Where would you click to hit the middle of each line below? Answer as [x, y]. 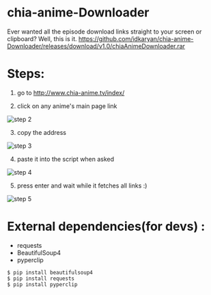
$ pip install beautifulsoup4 [50, 272]
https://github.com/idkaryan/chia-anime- [136, 38]
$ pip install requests [41, 279]
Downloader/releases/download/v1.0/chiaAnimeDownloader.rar [96, 46]
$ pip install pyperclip [42, 284]
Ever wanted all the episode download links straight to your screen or [104, 31]
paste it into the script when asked [66, 159]
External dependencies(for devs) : [106, 227]
